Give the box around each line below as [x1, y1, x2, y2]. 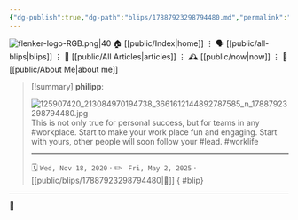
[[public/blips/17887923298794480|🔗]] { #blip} [30, 175, 204, 185]
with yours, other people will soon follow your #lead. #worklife [30, 136, 259, 146]
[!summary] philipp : [30, 81, 105, 91]
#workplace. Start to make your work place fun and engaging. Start [30, 126, 278, 137]
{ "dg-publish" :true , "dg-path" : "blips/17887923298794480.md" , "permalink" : [9, 12, 288, 22]
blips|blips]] [9, 51, 53, 62]
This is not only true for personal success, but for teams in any [30, 117, 260, 128]
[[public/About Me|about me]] [9, 64, 119, 75]
